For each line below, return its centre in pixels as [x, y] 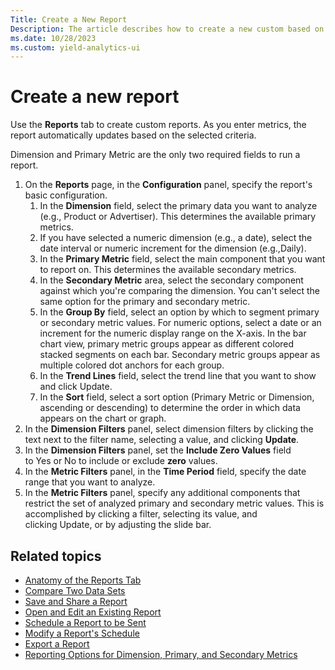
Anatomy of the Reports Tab [83, 580]
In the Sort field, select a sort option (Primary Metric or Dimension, [177, 397]
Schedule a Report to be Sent [85, 622]
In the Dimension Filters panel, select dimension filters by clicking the [169, 429]
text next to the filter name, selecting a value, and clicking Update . [162, 440]
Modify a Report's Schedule [82, 633]
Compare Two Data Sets [75, 590]
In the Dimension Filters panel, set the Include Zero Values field [158, 450]
